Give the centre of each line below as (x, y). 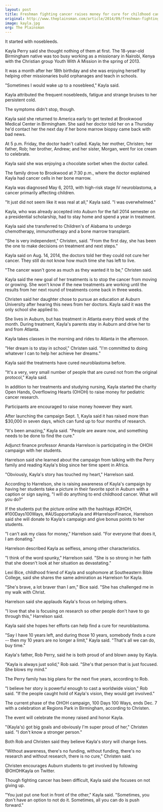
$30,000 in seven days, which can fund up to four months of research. (76, 421)
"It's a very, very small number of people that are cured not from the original (81, 372)
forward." (14, 805)
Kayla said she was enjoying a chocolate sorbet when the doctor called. (77, 164)
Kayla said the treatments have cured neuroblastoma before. (65, 363)
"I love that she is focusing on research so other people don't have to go (77, 611)
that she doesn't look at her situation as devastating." (58, 563)
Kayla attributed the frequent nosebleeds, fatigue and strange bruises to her (81, 95)
